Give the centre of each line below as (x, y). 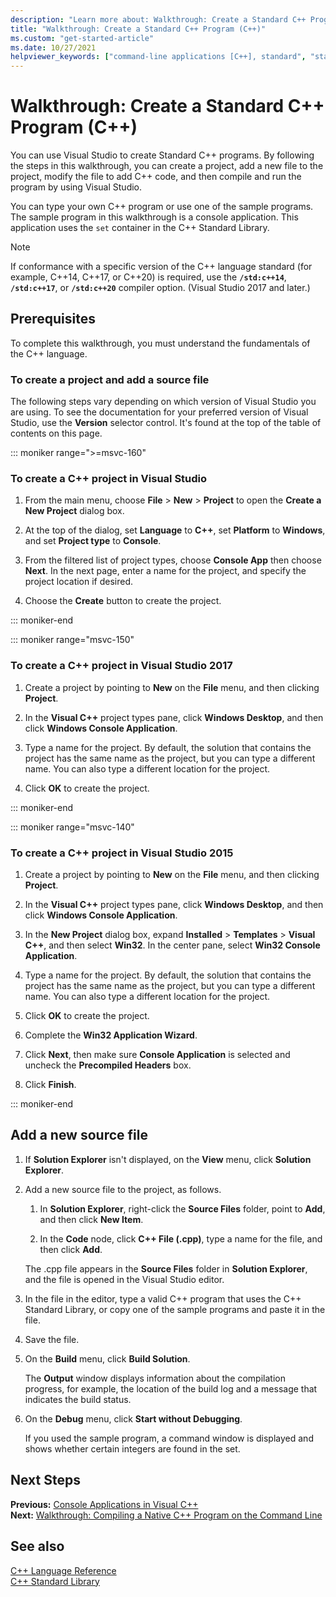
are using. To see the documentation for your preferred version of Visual (159, 412)
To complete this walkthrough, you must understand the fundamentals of (160, 343)
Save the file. (52, 1339)
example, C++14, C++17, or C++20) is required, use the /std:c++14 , (148, 277)
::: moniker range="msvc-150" (72, 640)
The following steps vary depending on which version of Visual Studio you (163, 402)
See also (37, 1546)
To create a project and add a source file (110, 379)
